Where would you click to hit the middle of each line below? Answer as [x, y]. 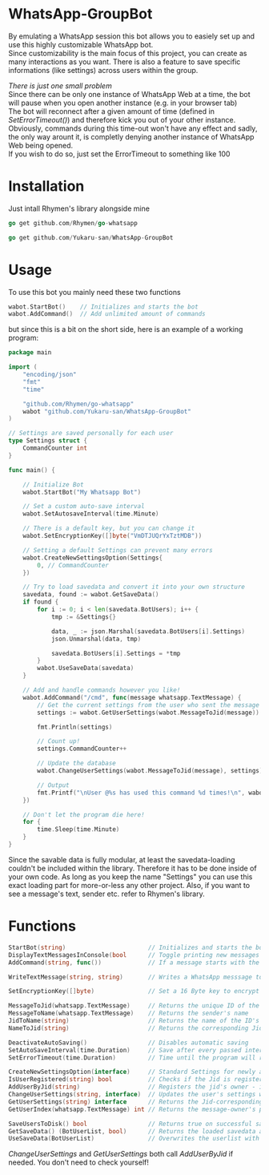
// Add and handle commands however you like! [102, 690]
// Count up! [59, 741]
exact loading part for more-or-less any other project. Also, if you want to [129, 885]
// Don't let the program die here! [84, 814]
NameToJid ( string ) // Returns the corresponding [128, 1028]
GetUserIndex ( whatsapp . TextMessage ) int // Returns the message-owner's [132, 1109]
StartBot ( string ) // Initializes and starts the [130, 947]
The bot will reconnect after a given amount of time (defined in [111, 111]
